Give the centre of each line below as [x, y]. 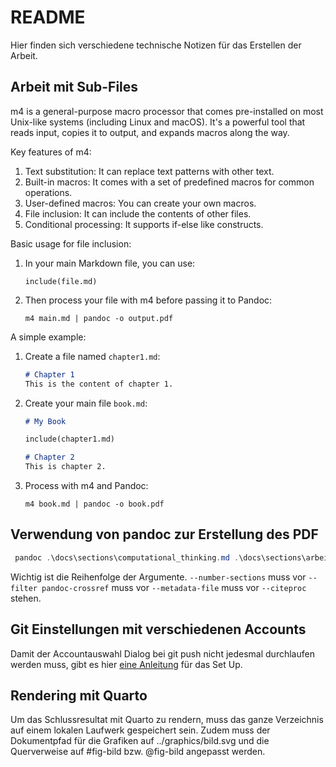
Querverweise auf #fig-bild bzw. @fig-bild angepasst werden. [138, 752]
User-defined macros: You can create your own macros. [140, 203]
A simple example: [48, 337]
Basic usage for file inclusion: [71, 243]
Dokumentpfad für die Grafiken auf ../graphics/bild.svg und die [140, 741]
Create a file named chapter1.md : [92, 356]
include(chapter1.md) [69, 439]
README [48, 17]
